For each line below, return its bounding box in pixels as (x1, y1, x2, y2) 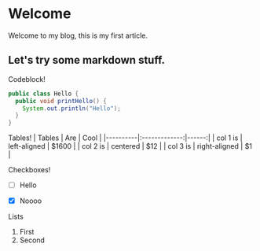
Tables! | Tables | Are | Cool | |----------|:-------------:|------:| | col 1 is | (8, 133, 243, 142)
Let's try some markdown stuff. (8, 54, 166, 67)
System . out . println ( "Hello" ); (22, 104, 122, 113)
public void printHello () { (15, 97, 108, 105)
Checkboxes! (8, 165, 51, 175)
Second (19, 235, 46, 245)
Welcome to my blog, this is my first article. (8, 31, 148, 40)
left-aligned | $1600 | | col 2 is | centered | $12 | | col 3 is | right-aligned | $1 (8, 142, 253, 151)
